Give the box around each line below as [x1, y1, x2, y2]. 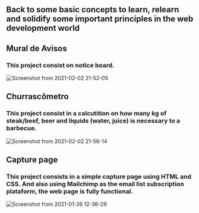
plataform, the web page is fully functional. [6, 188, 134, 196]
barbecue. [6, 124, 37, 133]
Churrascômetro [6, 92, 70, 102]
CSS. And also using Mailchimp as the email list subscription [6, 180, 184, 188]
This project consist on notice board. [6, 61, 115, 69]
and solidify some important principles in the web [6, 14, 194, 24]
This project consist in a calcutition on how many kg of [6, 109, 167, 118]
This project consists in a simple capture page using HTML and [6, 173, 192, 181]
